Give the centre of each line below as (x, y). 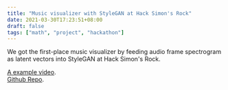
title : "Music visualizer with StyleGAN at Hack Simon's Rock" (100, 13)
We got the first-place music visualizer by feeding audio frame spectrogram (114, 52)
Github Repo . (26, 80)
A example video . (32, 72)
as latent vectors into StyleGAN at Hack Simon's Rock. (84, 59)
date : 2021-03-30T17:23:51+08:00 (55, 20)
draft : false (26, 26)
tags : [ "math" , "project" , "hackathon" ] (66, 32)
